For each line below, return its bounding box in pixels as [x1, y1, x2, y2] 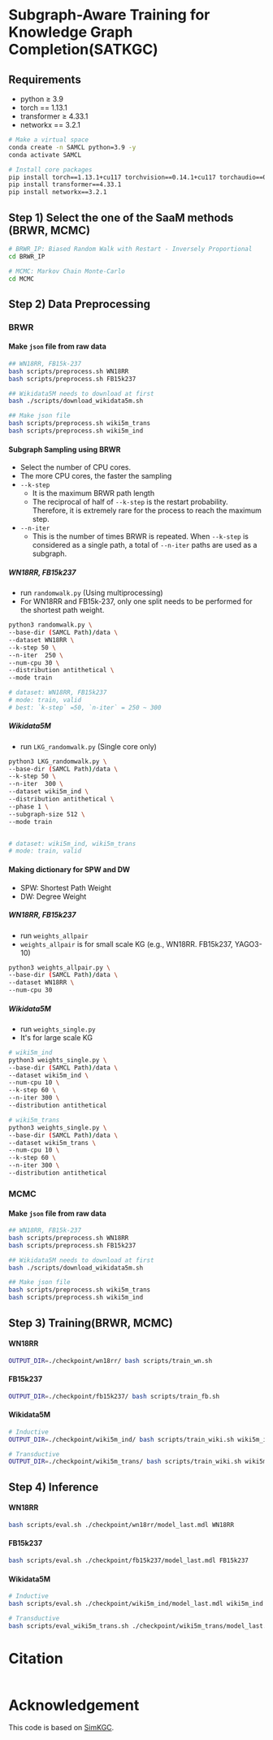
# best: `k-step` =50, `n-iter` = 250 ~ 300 [8, 703, 162, 712]
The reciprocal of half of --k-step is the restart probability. [32, 497, 229, 507]
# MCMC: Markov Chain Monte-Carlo [8, 267, 126, 276]
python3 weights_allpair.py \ [8, 963, 111, 972]
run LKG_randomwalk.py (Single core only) [19, 741, 157, 751]
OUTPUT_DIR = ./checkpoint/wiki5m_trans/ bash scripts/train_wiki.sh [8, 1457, 242, 1466]
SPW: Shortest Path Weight [19, 883, 112, 892]
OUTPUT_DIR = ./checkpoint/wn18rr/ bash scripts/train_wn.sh [8, 1356, 213, 1365]
